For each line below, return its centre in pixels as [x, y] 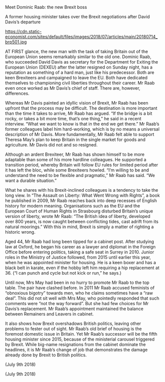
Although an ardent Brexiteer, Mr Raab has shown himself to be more [75, 154]
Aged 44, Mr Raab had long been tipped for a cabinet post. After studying [80, 242]
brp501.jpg [16, 42]
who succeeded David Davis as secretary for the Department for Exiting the [82, 62]
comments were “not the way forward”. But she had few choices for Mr [77, 303]
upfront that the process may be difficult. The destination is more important [81, 108]
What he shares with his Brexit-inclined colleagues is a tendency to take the [82, 190]
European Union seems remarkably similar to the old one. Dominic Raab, [78, 57]
